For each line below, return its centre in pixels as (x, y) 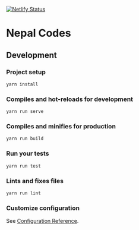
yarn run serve (25, 112)
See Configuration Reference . (42, 221)
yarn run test (24, 166)
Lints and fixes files (35, 181)
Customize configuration (43, 208)
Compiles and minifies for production (61, 127)
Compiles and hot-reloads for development (70, 99)
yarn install (22, 84)
